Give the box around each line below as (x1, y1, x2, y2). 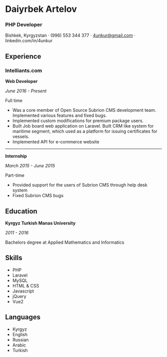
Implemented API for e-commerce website (12, 139, 99, 145)
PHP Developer (5, 21, 43, 28)
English (12, 331, 28, 337)
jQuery (12, 293, 26, 299)
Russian (12, 337, 29, 343)
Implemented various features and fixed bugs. (12, 113, 107, 119)
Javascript (12, 288, 34, 294)
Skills (5, 254, 22, 262)
